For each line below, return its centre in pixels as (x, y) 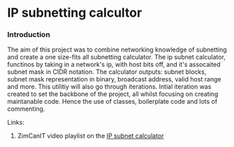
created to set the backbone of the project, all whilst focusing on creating (113, 94)
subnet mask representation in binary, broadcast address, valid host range (114, 79)
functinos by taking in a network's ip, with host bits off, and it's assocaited (114, 65)
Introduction (29, 35)
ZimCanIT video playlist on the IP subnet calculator (90, 136)
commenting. (26, 109)
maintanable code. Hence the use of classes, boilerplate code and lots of (112, 102)
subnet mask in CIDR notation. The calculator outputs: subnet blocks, (107, 72)
